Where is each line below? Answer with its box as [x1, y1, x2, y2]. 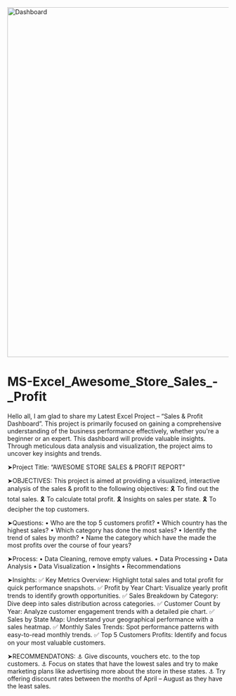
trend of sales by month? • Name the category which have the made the [7, 533, 216, 541]
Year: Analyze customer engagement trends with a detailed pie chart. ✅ [7, 607, 215, 615]
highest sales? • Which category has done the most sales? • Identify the [7, 526, 217, 534]
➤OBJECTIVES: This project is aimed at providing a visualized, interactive [7, 476, 220, 485]
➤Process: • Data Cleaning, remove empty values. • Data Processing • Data [7, 554, 228, 563]
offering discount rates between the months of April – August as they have [7, 674, 223, 683]
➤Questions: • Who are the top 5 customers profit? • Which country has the [7, 518, 228, 527]
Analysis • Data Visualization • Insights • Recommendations [7, 562, 181, 570]
